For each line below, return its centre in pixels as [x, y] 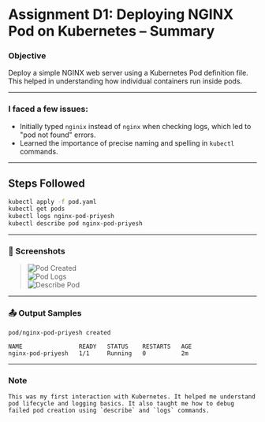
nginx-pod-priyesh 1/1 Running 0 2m [99, 353]
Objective [27, 56]
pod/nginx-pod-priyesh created [60, 332]
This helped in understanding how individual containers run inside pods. [125, 81]
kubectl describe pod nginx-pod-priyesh [76, 224]
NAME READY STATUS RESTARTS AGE [100, 346]
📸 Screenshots [37, 251]
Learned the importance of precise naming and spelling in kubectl [127, 143]
